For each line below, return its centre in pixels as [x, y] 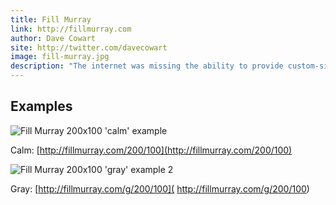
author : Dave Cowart [53, 38]
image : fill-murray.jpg [60, 57]
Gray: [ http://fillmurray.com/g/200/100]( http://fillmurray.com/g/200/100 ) [160, 188]
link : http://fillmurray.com [71, 29]
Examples [41, 106]
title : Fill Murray [51, 19]
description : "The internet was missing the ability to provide [147, 66]
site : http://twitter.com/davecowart [89, 47]
